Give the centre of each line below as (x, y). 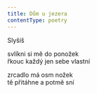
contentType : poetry (38, 20)
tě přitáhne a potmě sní (41, 82)
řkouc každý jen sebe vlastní (48, 61)
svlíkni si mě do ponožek (43, 54)
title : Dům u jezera (38, 14)
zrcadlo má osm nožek (40, 75)
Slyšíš (16, 40)
